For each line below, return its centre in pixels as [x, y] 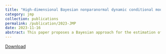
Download [16, 46]
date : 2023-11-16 [23, 28]
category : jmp [20, 14]
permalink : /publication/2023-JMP [41, 23]
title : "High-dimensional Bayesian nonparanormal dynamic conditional [79, 10]
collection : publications [32, 19]
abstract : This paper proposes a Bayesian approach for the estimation [80, 32]
